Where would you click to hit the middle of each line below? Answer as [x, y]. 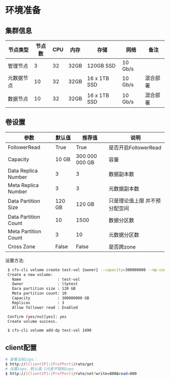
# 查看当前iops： [22, 360]
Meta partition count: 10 [39, 293]
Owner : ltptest [45, 284]
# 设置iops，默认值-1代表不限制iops [40, 369]
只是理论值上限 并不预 [135, 200]
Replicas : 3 [38, 303]
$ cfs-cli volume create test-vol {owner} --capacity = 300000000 [76, 270]
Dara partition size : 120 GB [44, 289]
